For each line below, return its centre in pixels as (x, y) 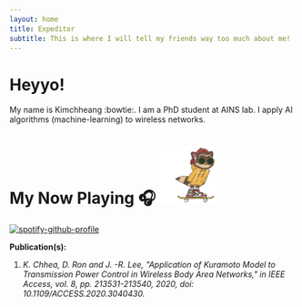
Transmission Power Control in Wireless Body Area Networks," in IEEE (154, 274)
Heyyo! (37, 84)
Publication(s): (38, 247)
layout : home (34, 19)
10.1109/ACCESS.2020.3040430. (84, 294)
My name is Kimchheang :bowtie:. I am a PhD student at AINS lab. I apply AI (151, 110)
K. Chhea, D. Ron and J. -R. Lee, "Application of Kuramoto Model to (149, 265)
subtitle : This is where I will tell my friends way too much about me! (150, 38)
